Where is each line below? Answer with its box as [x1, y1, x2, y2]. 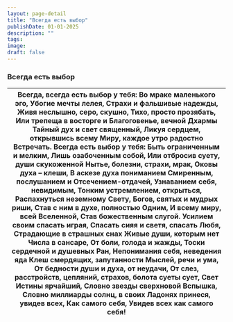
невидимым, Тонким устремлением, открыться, [31, 186, 202, 195]
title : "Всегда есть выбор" [7, 17, 89, 24]
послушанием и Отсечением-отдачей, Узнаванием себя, [16, 177, 217, 186]
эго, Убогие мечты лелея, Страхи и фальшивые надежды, [15, 99, 218, 108]
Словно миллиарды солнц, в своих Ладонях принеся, [22, 290, 211, 300]
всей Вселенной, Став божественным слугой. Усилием [19, 211, 214, 221]
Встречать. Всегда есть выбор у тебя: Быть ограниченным [12, 142, 221, 152]
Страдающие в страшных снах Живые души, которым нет [13, 229, 220, 239]
